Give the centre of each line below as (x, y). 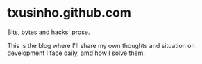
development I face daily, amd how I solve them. (76, 53)
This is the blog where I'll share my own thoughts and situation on (101, 45)
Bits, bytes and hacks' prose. (49, 32)
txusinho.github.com (69, 13)
